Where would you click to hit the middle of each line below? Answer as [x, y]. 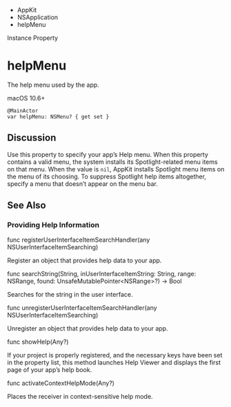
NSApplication [38, 17]
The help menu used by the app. [53, 85]
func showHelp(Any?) [38, 342]
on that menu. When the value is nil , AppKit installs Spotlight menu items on [116, 169]
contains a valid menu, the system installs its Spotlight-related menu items [113, 162]
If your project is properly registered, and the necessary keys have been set [115, 355]
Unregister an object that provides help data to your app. [88, 328]
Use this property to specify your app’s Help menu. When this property [108, 154]
